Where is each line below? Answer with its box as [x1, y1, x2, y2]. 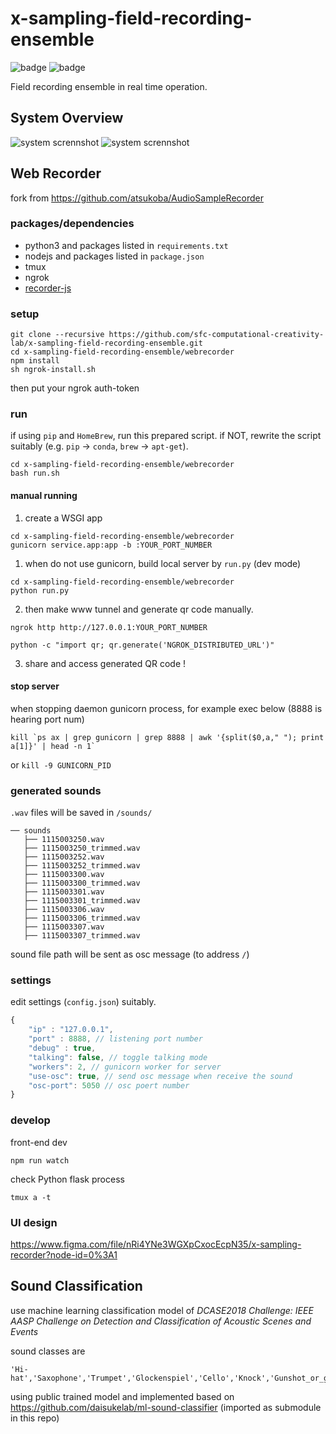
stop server [10, 680, 60, 692]
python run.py [10, 585, 70, 596]
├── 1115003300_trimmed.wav [23, 878, 141, 889]
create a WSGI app [24, 512, 103, 524]
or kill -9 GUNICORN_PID [10, 758, 112, 771]
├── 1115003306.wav [23, 905, 105, 915]
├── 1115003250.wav [23, 835, 105, 845]
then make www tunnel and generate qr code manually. [24, 603, 254, 615]
